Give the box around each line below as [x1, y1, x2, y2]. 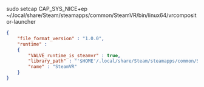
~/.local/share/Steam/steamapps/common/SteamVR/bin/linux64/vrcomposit [6, 12, 197, 19]
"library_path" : [28, 58, 72, 64]
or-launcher [6, 18, 36, 25]
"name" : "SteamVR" [28, 64, 78, 70]
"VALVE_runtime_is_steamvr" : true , [28, 52, 121, 58]
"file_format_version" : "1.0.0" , [17, 35, 104, 41]
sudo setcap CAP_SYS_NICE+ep [6, 5, 88, 12]
